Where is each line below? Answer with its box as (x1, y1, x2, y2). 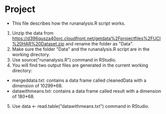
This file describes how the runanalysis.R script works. (12, 20, 126, 26)
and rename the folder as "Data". (65, 40, 134, 46)
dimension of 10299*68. (12, 82, 63, 89)
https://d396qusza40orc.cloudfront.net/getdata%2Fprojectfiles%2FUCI (12, 35, 161, 41)
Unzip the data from (12, 30, 54, 36)
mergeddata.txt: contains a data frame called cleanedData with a (12, 77, 147, 83)
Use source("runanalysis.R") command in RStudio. (12, 56, 117, 63)
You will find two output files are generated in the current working (12, 62, 148, 68)
